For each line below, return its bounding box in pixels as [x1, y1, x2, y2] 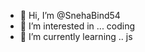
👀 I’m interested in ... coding [19, 20, 136, 32]
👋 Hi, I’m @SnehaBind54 [19, 10, 121, 21]
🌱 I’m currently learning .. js [19, 31, 133, 42]
